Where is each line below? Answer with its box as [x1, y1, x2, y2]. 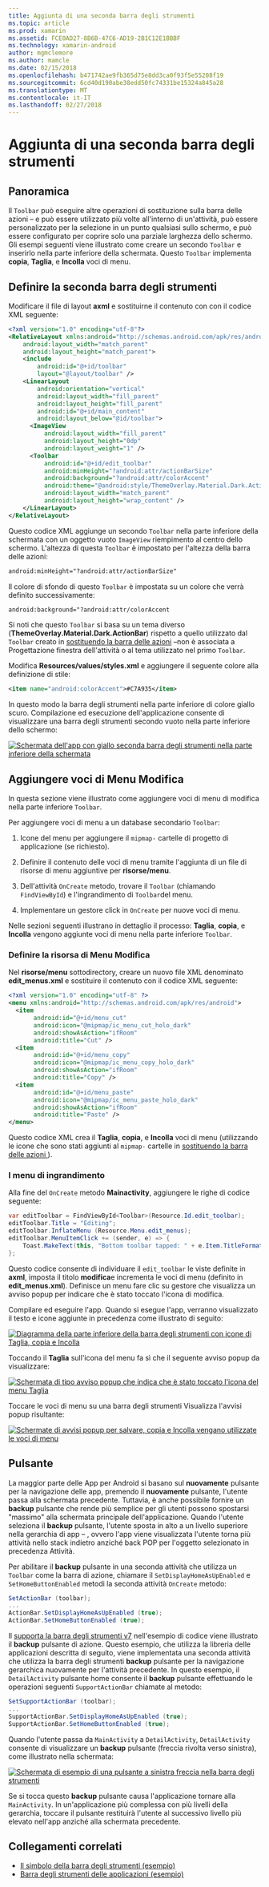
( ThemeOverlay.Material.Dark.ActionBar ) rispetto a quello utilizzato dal [8, 628, 248, 638]
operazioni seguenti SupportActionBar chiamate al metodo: [8, 1682, 203, 1691]
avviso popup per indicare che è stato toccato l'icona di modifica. [8, 1289, 224, 1299]
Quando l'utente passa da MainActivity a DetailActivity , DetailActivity [8, 1734, 251, 1744]
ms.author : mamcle [8, 57, 70, 65]
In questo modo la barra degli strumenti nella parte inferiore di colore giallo [8, 700, 255, 709]
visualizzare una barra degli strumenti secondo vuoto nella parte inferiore [8, 716, 251, 726]
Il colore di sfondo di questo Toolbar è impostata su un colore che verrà [8, 582, 244, 591]
